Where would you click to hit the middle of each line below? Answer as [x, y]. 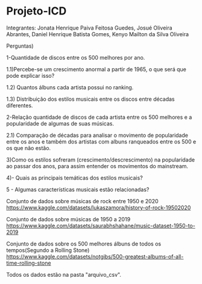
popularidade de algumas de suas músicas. [60, 123]
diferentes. [20, 105]
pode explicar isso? [30, 75]
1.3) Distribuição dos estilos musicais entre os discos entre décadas [90, 99]
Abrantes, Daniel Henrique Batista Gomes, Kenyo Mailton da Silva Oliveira [97, 34]
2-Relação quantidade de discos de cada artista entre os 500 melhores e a [99, 117]
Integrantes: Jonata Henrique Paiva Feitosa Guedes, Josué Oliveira [90, 28]
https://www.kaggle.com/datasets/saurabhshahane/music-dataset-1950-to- [101, 226]
